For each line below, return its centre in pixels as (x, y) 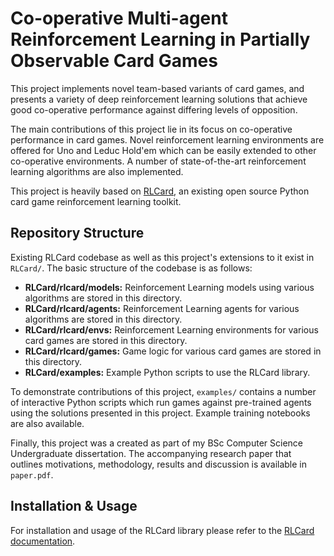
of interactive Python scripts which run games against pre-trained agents (161, 402)
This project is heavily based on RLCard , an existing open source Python (160, 191)
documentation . (43, 541)
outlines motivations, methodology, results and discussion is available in (159, 464)
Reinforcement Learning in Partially (160, 39)
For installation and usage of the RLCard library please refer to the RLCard (162, 530)
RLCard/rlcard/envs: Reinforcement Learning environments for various (171, 329)
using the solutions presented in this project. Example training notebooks (160, 413)
